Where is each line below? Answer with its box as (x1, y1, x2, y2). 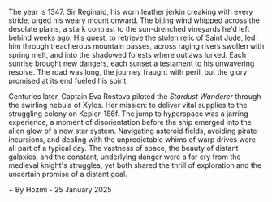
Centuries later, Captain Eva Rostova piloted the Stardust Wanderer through (8, 92, 261, 101)
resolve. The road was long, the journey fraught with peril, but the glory (8, 67, 248, 76)
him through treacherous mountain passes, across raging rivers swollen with (8, 41, 265, 51)
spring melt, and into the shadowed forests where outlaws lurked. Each (8, 50, 246, 59)
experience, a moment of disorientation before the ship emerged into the (8, 118, 252, 127)
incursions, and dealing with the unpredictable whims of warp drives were (8, 135, 256, 144)
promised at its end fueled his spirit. (8, 76, 128, 85)
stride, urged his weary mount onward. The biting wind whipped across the (8, 15, 260, 25)
